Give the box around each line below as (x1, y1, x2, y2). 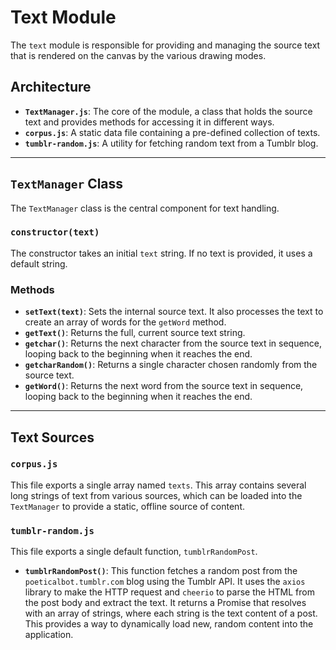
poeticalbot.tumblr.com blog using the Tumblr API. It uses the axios (24, 576, 306, 588)
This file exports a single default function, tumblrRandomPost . (10, 546, 258, 558)
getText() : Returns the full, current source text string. (24, 327, 246, 339)
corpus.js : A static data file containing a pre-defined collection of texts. (24, 126, 321, 138)
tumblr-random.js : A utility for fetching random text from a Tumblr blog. (24, 137, 319, 149)
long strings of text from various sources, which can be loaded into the (10, 489, 303, 501)
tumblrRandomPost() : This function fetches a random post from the (24, 565, 298, 577)
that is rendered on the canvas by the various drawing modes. (10, 49, 267, 61)
